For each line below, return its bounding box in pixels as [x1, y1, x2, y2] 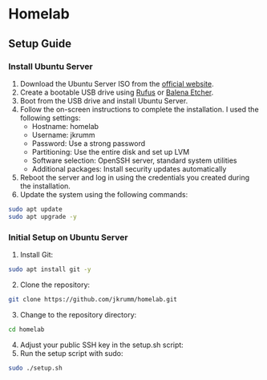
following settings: [19, 113, 81, 123]
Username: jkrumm [31, 130, 95, 139]
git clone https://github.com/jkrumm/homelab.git [8, 295, 178, 303]
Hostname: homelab [31, 121, 99, 131]
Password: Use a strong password [31, 138, 146, 148]
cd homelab [8, 325, 45, 334]
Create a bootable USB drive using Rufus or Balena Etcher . [19, 87, 214, 97]
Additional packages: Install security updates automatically [31, 164, 227, 173]
